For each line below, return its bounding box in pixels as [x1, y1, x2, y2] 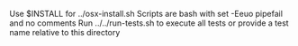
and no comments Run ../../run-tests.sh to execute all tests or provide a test [9, 18, 290, 28]
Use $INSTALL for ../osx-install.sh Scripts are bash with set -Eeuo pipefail [9, 9, 284, 19]
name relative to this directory [9, 27, 121, 37]
